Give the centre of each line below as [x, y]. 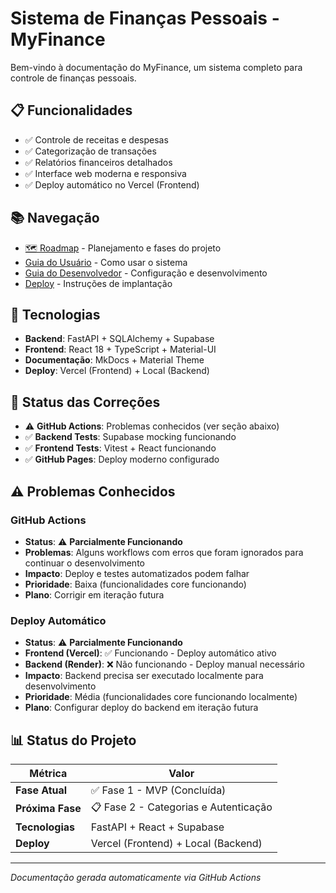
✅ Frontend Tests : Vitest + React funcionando [120, 448]
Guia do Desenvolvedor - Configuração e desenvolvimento [146, 273]
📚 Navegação [55, 218]
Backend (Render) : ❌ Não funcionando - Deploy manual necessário [164, 664]
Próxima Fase [48, 809]
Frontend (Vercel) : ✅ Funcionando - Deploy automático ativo [150, 653]
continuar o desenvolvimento [84, 563]
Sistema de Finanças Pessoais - [145, 18]
